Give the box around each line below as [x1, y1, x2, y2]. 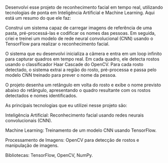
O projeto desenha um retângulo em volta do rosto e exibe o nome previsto [5, 82, 161, 88]
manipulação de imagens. [5, 142, 59, 148]
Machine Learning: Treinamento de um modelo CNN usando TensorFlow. [5, 127, 157, 133]
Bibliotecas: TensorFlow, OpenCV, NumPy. [5, 152, 93, 158]
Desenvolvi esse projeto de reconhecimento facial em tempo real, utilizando [5, 5, 163, 10]
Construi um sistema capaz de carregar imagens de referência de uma [5, 25, 152, 31]
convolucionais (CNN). [5, 118, 52, 123]
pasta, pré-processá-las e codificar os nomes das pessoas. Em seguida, [5, 30, 156, 36]
